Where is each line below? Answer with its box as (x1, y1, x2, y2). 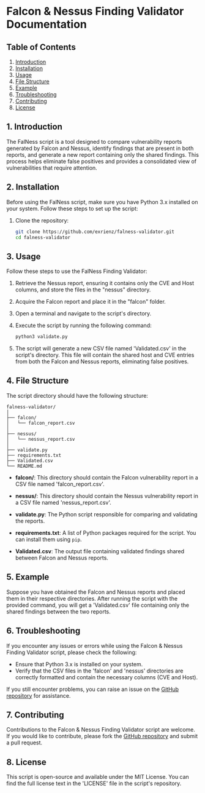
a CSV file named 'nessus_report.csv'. (15, 499, 112, 506)
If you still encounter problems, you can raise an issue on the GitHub (6, 685, 179, 693)
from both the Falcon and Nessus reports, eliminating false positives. (15, 358, 189, 365)
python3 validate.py (15, 334, 68, 340)
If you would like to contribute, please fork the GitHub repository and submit (6, 733, 198, 740)
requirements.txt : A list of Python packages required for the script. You (15, 529, 196, 536)
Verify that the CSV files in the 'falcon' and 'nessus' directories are (15, 667, 184, 674)
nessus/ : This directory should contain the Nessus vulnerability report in (15, 492, 199, 499)
